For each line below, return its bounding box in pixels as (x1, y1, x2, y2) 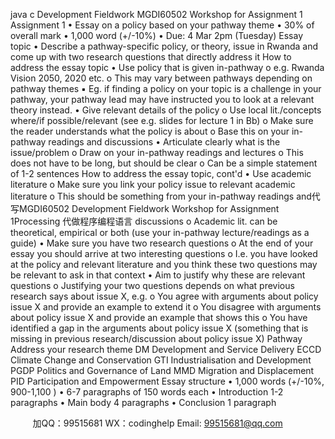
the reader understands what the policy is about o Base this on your (10, 125, 290, 137)
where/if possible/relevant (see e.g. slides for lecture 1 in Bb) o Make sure (10, 115, 314, 126)
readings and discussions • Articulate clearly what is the (48, 136, 281, 148)
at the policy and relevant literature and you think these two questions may (10, 259, 318, 270)
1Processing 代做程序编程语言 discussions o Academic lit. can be (10, 215, 278, 227)
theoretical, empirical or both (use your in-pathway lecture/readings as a (10, 227, 310, 238)
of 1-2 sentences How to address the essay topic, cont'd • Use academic (10, 168, 312, 179)
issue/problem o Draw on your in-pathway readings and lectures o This (10, 147, 304, 158)
